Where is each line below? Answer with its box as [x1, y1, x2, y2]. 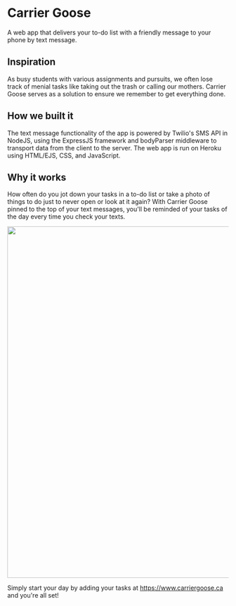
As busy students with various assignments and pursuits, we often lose [7, 75, 213, 83]
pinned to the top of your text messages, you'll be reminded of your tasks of [7, 205, 228, 214]
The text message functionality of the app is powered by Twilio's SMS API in [7, 129, 228, 137]
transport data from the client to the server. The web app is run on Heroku [7, 143, 221, 152]
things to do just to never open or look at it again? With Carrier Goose [7, 198, 209, 206]
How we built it [7, 110, 74, 122]
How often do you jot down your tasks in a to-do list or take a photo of [7, 190, 211, 198]
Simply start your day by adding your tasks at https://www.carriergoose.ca [7, 584, 223, 592]
